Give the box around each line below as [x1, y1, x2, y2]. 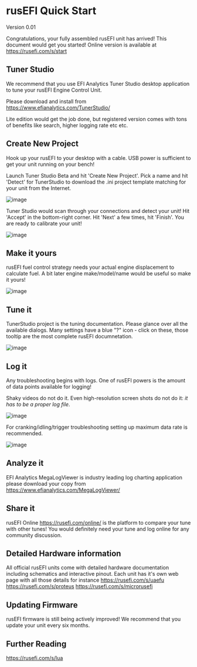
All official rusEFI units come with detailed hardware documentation [6, 564, 169, 571]
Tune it [6, 305, 32, 315]
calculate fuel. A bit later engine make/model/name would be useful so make [6, 270, 191, 277]
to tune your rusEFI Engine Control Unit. [6, 86, 102, 94]
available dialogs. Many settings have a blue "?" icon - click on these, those [6, 326, 189, 333]
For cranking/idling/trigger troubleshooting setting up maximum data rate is [6, 423, 188, 431]
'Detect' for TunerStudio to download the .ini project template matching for [6, 178, 186, 185]
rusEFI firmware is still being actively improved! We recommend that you [6, 616, 181, 623]
